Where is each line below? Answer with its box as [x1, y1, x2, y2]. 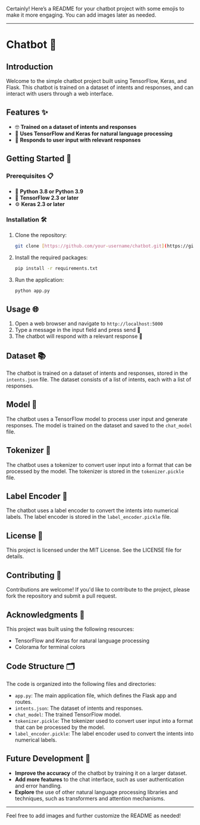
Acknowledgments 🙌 [6, 609, 85, 620]
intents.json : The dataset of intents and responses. [14, 704, 143, 712]
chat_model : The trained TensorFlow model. [14, 710, 121, 718]
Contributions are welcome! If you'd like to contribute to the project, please [6, 586, 190, 593]
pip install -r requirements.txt [14, 265, 98, 271]
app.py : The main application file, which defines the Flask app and [14, 692, 177, 699]
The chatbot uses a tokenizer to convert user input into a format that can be [6, 461, 192, 468]
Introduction [6, 61, 54, 72]
